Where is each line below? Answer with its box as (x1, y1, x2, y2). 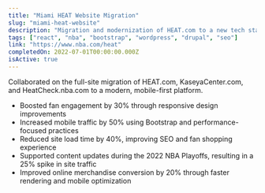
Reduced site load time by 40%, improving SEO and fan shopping (19, 134, 233, 143)
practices (48, 125, 79, 135)
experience (19, 143, 57, 152)
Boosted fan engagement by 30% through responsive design (19, 100, 218, 110)
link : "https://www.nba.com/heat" (8, 41, 122, 49)
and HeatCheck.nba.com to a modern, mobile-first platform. (8, 85, 203, 95)
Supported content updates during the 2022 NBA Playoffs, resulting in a (19, 150, 254, 160)
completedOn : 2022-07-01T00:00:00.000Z (8, 48, 140, 56)
